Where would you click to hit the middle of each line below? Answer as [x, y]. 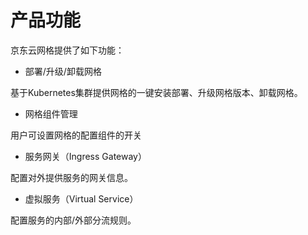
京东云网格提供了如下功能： [67, 50]
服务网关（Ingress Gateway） [85, 156]
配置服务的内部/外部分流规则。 [73, 220]
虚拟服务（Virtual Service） [81, 198]
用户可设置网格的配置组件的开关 [76, 135]
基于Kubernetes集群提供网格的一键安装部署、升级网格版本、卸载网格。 [156, 92]
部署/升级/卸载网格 [63, 71]
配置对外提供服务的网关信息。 [71, 177]
